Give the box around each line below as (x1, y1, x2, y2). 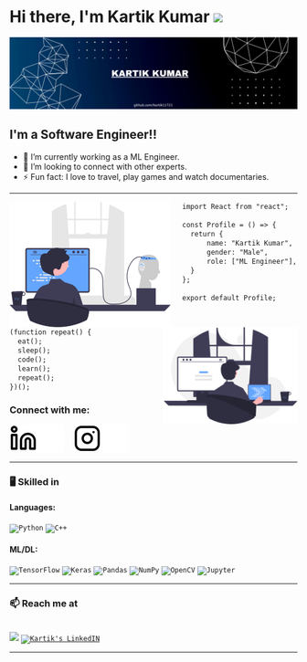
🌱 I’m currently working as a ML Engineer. (22, 151, 180, 162)
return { (190, 229, 224, 238)
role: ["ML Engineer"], (206, 257, 297, 266)
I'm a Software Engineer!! (9, 127, 157, 142)
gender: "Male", (206, 247, 269, 257)
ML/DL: (9, 543, 38, 554)
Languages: (9, 501, 57, 512)
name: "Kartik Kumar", (206, 238, 293, 247)
